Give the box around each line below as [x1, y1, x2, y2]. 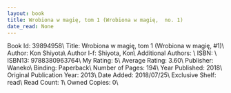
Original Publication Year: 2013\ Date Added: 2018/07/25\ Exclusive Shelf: [7, 71, 217, 79]
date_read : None [7, 23, 54, 30]
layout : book [7, 10, 45, 17]
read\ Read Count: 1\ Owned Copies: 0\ [7, 79, 119, 87]
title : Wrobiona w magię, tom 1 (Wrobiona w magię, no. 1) [7, 17, 184, 23]
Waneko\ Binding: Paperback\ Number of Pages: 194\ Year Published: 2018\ [7, 63, 223, 72]
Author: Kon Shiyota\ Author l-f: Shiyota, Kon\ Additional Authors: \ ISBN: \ [7, 49, 217, 57]
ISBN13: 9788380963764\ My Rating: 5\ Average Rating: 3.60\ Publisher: [7, 56, 214, 65]
